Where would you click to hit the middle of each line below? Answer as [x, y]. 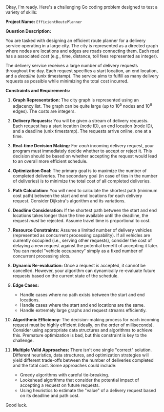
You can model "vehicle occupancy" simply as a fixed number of [78, 251]
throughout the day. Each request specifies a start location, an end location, [82, 71]
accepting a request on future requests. [60, 385]
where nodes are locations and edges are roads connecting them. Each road [82, 51]
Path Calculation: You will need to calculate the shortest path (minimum [85, 190]
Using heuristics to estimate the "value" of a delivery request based [88, 390]
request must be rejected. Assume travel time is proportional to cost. [82, 220]
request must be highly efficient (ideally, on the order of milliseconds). [83, 325]
